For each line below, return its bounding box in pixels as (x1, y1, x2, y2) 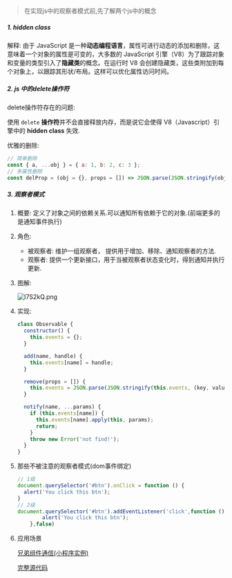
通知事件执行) (23, 217, 62, 226)
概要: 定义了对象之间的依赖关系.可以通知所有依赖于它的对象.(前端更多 (17, 209, 214, 217)
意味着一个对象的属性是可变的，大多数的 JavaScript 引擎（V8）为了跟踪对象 (7, 50, 224, 58)
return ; (35, 422, 58, 430)
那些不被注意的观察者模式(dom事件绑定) (17, 462, 132, 470)
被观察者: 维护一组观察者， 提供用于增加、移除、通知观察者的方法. (27, 247, 216, 255)
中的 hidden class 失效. (12, 126, 81, 134)
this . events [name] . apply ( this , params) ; (35, 416, 154, 423)
